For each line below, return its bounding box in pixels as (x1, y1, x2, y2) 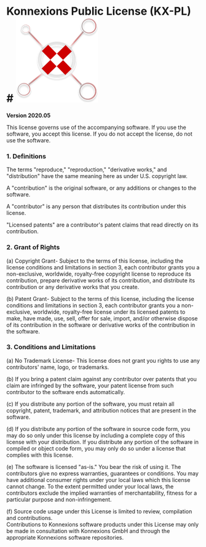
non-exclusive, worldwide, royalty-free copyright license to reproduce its (6, 270, 192, 277)
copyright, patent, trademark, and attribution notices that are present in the (6, 406, 197, 414)
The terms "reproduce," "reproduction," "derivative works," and (6, 166, 167, 173)
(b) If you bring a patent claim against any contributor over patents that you (6, 375, 197, 382)
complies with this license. (6, 451, 74, 459)
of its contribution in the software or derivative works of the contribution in (6, 321, 196, 328)
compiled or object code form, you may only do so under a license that (6, 444, 186, 452)
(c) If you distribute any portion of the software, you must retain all (6, 400, 175, 408)
